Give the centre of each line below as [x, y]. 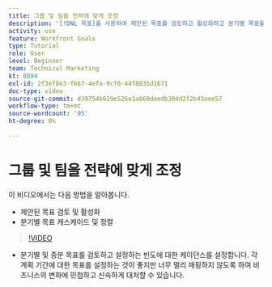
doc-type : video [36, 91]
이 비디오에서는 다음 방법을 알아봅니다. [69, 194]
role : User [27, 53]
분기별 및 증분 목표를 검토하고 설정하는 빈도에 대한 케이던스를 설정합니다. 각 [139, 255]
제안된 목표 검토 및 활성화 [60, 212]
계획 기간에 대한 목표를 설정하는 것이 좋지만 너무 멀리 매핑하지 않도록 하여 [136, 264]
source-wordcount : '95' [49, 114]
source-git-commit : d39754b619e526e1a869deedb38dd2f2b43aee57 [115, 99]
